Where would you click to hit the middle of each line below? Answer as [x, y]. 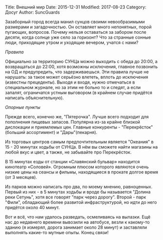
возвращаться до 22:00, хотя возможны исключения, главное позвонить [81, 66]
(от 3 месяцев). [21, 177]
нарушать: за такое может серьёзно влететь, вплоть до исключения [77, 77]
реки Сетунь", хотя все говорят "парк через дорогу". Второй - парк [76, 197]
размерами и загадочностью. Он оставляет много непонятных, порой [79, 27]
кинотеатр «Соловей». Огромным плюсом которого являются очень [77, 167]
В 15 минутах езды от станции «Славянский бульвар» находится [72, 162]
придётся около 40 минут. [32, 207]
